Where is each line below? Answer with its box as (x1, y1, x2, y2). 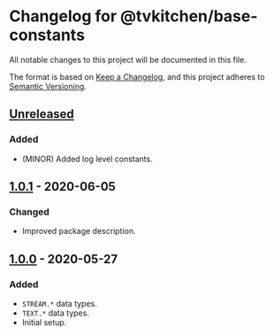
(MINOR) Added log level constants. (21, 153, 153, 164)
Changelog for (9, 6, 118, 27)
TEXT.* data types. (21, 308, 90, 318)
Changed (9, 206, 50, 218)
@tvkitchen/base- (120, 6, 258, 27)
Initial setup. (21, 317, 67, 327)
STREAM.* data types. (21, 299, 97, 309)
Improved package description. (21, 226, 136, 237)
